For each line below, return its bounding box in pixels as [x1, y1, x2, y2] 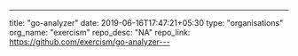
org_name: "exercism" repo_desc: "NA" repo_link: [9, 28, 191, 37]
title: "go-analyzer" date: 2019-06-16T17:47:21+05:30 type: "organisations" [9, 18, 284, 28]
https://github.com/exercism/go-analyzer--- [9, 36, 170, 47]
